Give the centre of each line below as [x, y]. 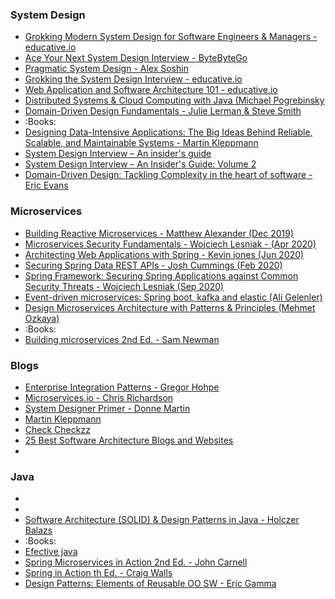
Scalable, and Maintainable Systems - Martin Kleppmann [141, 143]
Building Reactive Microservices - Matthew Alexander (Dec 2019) [159, 233]
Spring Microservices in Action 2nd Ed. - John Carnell [136, 562]
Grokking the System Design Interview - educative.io [133, 79]
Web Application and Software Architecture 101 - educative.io [151, 90]
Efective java [51, 552]
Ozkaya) [42, 318]
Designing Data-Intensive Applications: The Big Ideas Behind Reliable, [168, 132]
